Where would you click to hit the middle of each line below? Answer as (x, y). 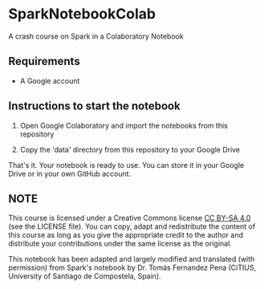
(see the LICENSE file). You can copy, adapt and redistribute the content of (132, 226)
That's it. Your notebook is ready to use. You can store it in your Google (126, 165)
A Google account (50, 80)
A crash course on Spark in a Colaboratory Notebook (96, 36)
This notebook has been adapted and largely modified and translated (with (132, 259)
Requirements (44, 61)
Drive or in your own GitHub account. (70, 173)
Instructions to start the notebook (94, 106)
